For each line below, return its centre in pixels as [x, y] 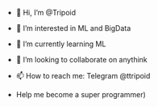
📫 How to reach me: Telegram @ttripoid [83, 76]
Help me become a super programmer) [81, 94]
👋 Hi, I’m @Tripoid [46, 13]
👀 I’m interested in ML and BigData [73, 28]
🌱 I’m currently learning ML [61, 44]
